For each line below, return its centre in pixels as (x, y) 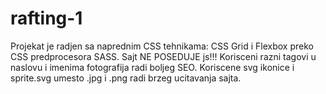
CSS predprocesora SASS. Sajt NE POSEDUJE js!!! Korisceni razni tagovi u (163, 56)
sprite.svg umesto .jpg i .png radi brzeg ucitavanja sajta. (126, 78)
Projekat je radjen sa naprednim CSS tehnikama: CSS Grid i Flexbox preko (162, 46)
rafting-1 (46, 18)
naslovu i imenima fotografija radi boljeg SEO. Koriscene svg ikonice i (152, 67)
